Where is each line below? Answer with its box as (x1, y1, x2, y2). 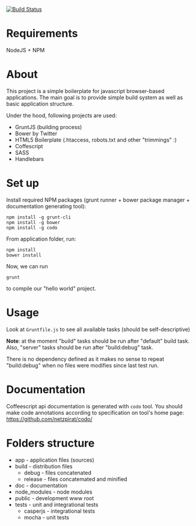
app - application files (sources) (14, 456, 94, 464)
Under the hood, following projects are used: (6, 112, 117, 119)
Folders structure (6, 436, 95, 450)
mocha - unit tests (23, 513, 69, 521)
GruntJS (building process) (14, 123, 82, 130)
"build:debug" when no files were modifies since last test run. (6, 361, 159, 369)
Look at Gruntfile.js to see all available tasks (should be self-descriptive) (6, 325, 191, 333)
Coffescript (14, 142, 43, 150)
